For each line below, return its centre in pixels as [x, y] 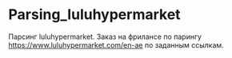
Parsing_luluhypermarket [95, 15]
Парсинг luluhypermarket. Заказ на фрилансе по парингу [105, 37]
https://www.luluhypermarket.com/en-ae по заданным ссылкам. [116, 44]
